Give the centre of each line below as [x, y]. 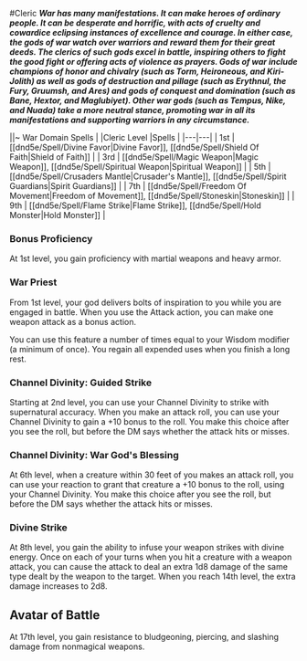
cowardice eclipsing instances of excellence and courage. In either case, [151, 32]
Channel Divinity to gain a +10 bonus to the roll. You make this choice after [149, 421]
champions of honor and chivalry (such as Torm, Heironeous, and [138, 71]
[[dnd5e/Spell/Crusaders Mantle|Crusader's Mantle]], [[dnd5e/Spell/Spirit [148, 176]
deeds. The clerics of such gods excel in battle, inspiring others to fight [148, 52]
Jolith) [22, 81]
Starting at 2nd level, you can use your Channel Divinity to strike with [139, 402]
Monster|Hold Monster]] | [58, 215]
